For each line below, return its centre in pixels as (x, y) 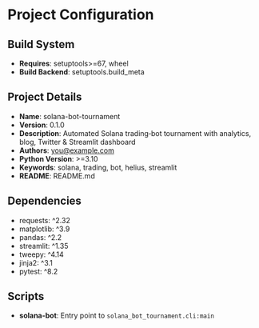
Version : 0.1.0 (42, 125)
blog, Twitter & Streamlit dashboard (78, 142)
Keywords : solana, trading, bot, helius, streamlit (98, 167)
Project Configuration (81, 15)
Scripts (26, 296)
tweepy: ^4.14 (42, 254)
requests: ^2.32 (45, 220)
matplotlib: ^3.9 (44, 229)
